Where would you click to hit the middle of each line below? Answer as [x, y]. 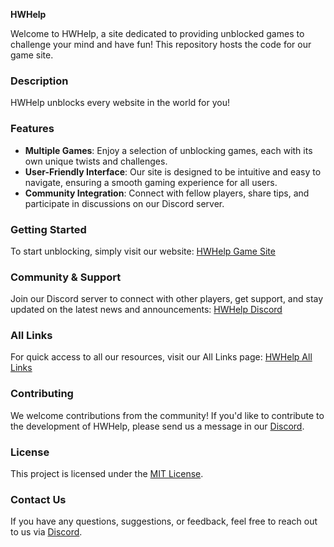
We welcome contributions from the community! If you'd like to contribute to [167, 415]
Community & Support [66, 277]
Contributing [42, 394]
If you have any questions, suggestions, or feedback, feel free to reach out [164, 521]
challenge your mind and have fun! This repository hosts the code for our [161, 44]
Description [39, 81]
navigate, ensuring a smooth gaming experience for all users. [151, 182]
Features [32, 129]
